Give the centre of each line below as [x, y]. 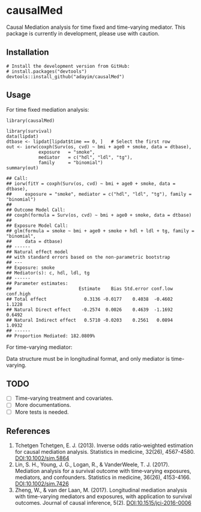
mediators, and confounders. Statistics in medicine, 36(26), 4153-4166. [103, 477]
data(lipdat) [22, 136]
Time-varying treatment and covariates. [64, 398]
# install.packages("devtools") [46, 71]
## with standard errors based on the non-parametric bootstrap [88, 257]
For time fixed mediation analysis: [48, 109]
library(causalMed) [31, 121]
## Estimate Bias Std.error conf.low [89, 289]
